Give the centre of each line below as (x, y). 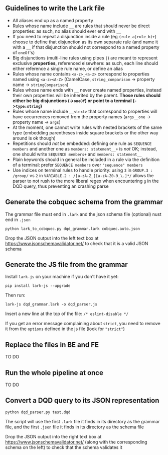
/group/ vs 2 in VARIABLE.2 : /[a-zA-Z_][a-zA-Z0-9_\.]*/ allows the (83, 175)
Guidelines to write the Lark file (55, 8)
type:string (28, 106)
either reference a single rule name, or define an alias (68, 68)
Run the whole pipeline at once (54, 373)
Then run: (15, 295)
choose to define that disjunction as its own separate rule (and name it (85, 42)
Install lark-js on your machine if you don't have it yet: (62, 277)
